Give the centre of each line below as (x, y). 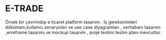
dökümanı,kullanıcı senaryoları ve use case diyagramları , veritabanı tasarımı (83, 27)
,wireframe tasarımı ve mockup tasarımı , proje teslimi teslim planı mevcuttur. (83, 32)
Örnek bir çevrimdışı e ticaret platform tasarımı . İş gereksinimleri (71, 22)
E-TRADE (24, 9)
